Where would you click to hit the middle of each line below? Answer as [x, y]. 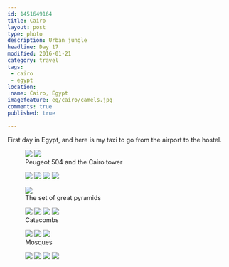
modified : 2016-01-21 [39, 54]
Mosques [39, 242]
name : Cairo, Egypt [39, 93]
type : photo [25, 34]
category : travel [33, 61]
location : [22, 87]
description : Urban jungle [47, 41]
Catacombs [42, 220]
